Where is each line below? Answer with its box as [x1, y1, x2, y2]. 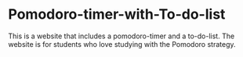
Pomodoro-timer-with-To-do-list [8, 5, 226, 23]
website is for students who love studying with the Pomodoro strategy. [8, 39, 237, 48]
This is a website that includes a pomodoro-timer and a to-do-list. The [8, 31, 235, 41]
